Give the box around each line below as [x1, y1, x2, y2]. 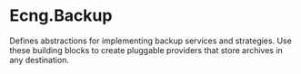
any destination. [9, 54, 70, 65]
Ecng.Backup [9, 5, 113, 26]
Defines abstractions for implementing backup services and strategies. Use [9, 35, 293, 46]
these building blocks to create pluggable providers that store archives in [9, 44, 284, 55]
